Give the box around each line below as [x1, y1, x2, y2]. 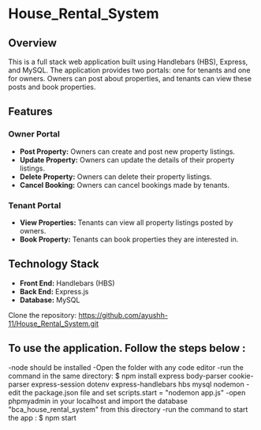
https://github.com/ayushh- [78, 310, 168, 320]
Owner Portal [8, 129, 61, 140]
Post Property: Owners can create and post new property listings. [19, 147, 235, 156]
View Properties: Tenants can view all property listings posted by [19, 218, 233, 227]
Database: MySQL [19, 295, 80, 305]
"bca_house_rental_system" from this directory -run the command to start [8, 404, 248, 414]
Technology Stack [8, 257, 99, 271]
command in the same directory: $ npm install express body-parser [8, 371, 227, 380]
